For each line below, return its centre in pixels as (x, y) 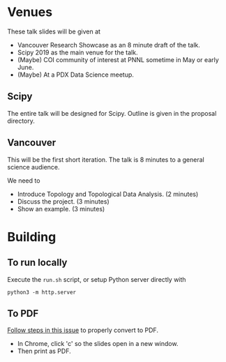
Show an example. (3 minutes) (61, 209)
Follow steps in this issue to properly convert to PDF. (83, 330)
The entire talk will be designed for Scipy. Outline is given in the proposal (112, 113)
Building (32, 237)
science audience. (34, 167)
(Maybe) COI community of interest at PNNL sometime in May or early (118, 59)
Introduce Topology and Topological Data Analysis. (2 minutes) (108, 194)
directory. (21, 121)
